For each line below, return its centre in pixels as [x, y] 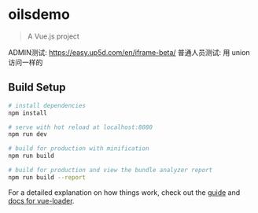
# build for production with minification [79, 149]
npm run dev [28, 134]
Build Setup [37, 88]
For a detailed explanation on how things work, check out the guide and [124, 192]
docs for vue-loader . [41, 200]
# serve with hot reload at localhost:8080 [81, 127]
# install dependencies [47, 105]
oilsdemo [39, 15]
